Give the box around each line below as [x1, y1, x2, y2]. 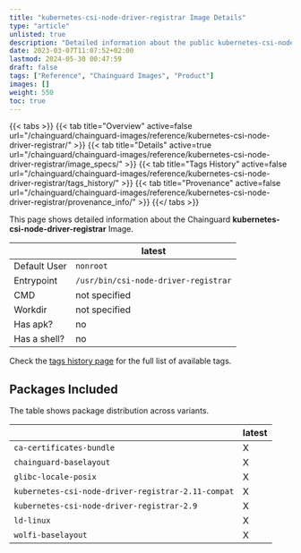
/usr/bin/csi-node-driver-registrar [75, 276, 232, 286]
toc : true [9, 96, 47, 106]
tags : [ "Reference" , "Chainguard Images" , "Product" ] [9, 72, 215, 81]
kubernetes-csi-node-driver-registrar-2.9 [13, 501, 198, 511]
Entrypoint [13, 275, 58, 287]
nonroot [75, 261, 108, 271]
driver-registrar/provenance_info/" [9, 197, 136, 208]
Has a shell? [13, 333, 65, 345]
